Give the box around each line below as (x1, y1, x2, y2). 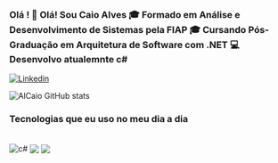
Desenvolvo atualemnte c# (9, 53, 128, 65)
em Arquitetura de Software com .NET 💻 (60, 38, 240, 51)
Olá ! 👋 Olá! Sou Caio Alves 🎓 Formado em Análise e (9, 8, 241, 20)
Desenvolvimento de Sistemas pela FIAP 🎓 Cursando (9, 23, 247, 36)
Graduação (9, 38, 59, 51)
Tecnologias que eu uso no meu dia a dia (9, 113, 189, 126)
